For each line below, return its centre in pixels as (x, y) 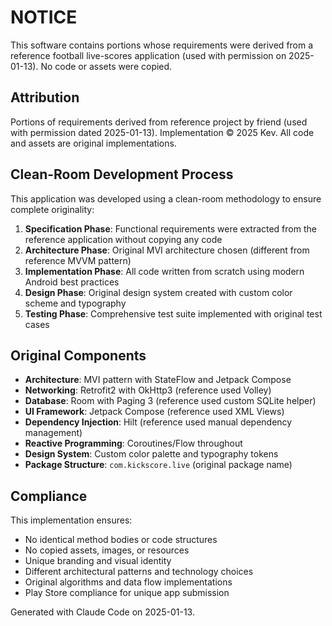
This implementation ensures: (71, 520)
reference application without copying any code (123, 239)
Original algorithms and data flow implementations (128, 582)
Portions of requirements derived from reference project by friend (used (159, 122)
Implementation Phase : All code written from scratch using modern (164, 271)
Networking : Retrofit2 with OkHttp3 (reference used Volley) (148, 390)
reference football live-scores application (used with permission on (148, 55)
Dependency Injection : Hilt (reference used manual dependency (158, 422)
